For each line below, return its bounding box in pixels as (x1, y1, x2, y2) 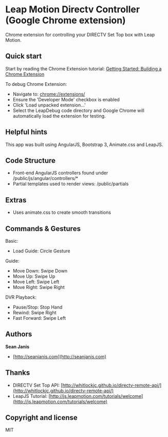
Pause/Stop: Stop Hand (12, 304, 63, 310)
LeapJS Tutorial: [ (12, 393, 50, 399)
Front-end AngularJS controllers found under (12, 170, 108, 176)
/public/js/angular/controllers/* (12, 175, 79, 181)
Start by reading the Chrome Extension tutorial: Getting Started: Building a (5, 65, 162, 71)
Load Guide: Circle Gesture (12, 248, 70, 254)
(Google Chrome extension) (5, 14, 126, 26)
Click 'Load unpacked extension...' (12, 102, 86, 108)
